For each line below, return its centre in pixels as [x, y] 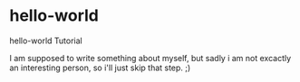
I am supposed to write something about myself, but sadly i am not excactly [150, 58]
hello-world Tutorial [46, 41]
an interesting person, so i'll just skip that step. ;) [100, 68]
